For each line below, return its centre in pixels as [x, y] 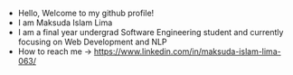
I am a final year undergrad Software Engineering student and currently [151, 32]
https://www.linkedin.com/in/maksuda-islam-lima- [188, 52]
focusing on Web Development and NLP [92, 42]
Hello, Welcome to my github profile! [86, 13]
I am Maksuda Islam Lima [65, 23]
